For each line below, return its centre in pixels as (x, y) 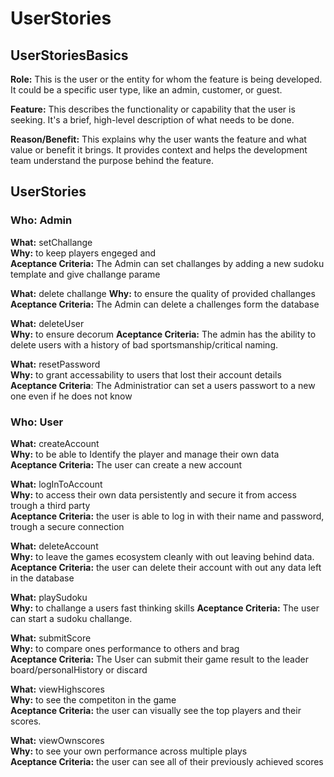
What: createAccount (55, 443)
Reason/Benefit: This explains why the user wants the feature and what (158, 139)
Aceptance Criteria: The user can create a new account (126, 464)
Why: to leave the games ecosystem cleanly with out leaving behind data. (162, 556)
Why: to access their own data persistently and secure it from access (153, 494)
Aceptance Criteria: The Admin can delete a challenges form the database (165, 304)
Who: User (37, 422)
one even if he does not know (71, 396)
